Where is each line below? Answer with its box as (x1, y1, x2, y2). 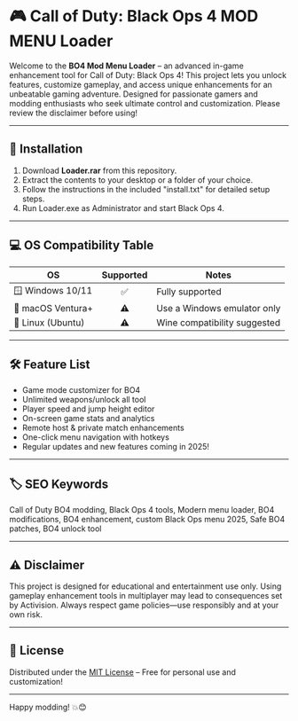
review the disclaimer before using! (9, 107, 138, 118)
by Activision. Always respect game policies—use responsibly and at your (9, 600, 279, 610)
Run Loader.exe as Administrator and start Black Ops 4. (21, 202, 224, 213)
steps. (21, 193, 45, 204)
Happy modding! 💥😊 (9, 701, 87, 712)
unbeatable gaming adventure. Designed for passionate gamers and (9, 89, 259, 99)
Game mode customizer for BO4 (21, 385, 141, 396)
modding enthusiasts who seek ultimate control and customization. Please (9, 98, 281, 108)
